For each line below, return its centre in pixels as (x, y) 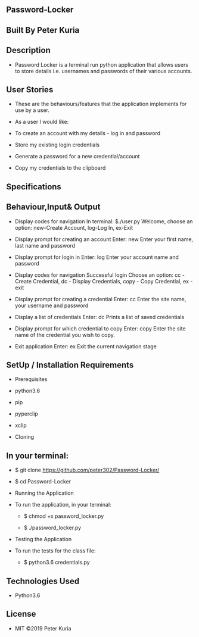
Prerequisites (31, 379)
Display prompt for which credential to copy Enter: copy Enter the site (100, 328)
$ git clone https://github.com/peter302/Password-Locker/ (87, 470)
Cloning (24, 437)
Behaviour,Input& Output (53, 207)
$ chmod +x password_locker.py (64, 516)
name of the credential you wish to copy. (65, 335)
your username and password (52, 305)
